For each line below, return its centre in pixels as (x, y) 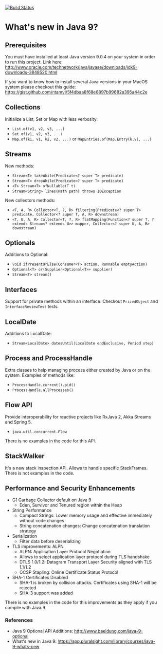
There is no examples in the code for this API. (51, 441)
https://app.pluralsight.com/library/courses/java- (107, 641)
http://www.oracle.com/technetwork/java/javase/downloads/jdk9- (71, 67)
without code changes (42, 521)
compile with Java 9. (26, 608)
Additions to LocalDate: (28, 334)
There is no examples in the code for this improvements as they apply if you (81, 602)
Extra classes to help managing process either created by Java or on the (78, 370)
